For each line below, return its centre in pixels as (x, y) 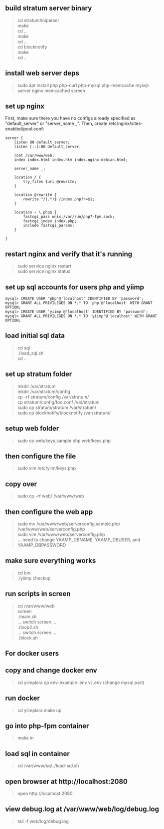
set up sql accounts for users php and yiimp (75, 287)
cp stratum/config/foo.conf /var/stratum (58, 402)
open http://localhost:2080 (45, 793)
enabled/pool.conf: (25, 129)
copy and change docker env (51, 670)
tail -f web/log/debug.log (43, 821)
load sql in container (37, 754)
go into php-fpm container (47, 726)
